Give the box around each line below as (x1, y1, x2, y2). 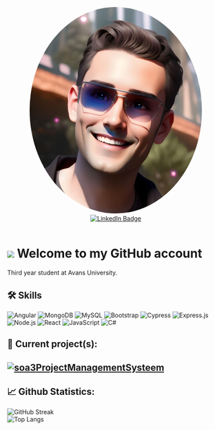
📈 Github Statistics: (7, 386, 95, 398)
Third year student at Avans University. (7, 268, 118, 277)
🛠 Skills (7, 289, 43, 301)
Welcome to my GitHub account (17, 246, 203, 261)
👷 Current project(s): (7, 338, 98, 350)
